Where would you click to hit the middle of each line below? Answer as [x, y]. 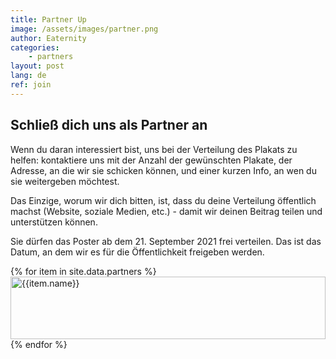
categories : [35, 47]
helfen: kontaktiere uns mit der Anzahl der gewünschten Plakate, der [151, 160]
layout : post [37, 66]
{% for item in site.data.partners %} [83, 271]
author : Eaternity [48, 38]
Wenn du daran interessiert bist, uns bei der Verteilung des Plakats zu [154, 149]
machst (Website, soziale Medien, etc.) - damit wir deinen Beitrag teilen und [166, 211]
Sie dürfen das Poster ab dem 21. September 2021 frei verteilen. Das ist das [166, 241]
